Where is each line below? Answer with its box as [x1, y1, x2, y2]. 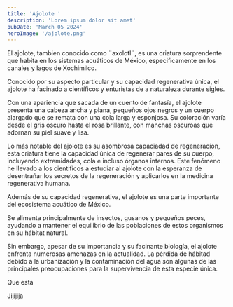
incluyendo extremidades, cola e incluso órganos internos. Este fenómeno [7, 157, 221, 165]
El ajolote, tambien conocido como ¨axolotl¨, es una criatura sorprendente [7, 49, 223, 57]
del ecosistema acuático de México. [7, 200, 111, 209]
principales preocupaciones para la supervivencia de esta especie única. [7, 264, 218, 273]
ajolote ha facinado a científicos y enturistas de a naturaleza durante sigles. [7, 85, 225, 93]
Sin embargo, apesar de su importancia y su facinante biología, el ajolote [7, 243, 218, 251]
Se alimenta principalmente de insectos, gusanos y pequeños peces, [7, 214, 206, 222]
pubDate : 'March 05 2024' [7, 23, 83, 30]
